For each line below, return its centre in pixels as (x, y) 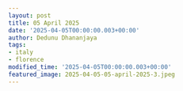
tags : (17, 45)
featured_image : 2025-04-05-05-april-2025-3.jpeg (92, 74)
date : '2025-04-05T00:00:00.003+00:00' (74, 30)
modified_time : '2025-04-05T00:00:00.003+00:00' (90, 67)
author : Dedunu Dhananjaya (53, 38)
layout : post (30, 15)
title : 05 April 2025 (44, 23)
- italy (21, 52)
